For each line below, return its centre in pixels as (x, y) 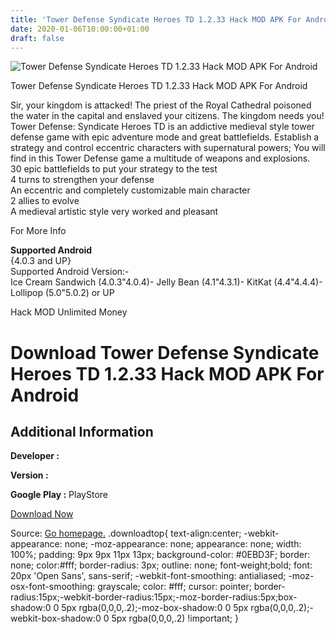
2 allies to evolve (45, 201)
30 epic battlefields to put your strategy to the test (114, 169)
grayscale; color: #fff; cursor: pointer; (174, 587)
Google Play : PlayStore (59, 495)
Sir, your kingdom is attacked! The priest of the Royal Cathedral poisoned (161, 105)
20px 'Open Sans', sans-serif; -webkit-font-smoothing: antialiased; (148, 576)
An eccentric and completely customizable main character (130, 190)
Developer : (35, 456)
